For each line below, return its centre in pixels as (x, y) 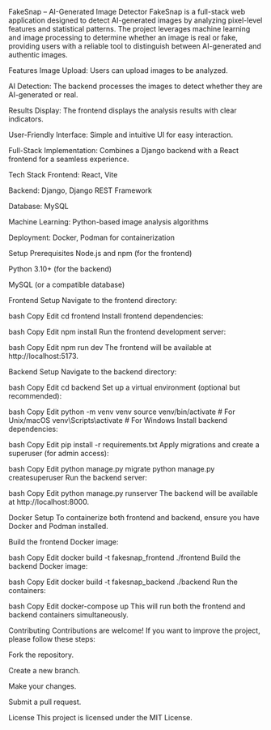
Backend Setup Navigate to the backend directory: (93, 371)
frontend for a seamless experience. (69, 159)
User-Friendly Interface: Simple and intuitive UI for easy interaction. (121, 134)
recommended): (35, 396)
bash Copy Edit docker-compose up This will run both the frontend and (127, 606)
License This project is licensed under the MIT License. (100, 717)
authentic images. (38, 55)
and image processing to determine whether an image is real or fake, (123, 37)
